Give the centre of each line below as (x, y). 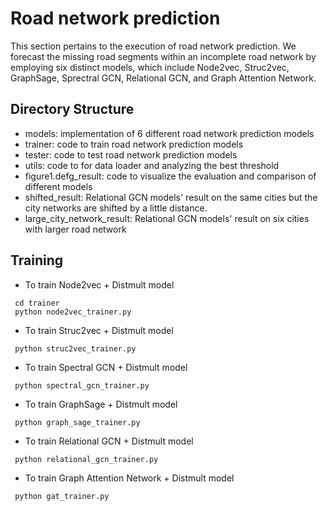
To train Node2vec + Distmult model (99, 284)
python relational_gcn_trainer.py (86, 459)
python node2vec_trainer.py (73, 312)
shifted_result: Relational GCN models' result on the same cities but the (171, 197)
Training (37, 260)
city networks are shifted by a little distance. (116, 208)
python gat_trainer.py (62, 496)
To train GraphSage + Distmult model (101, 404)
